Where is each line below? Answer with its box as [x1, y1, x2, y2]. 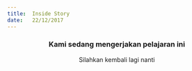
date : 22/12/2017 [7, 17, 64, 24]
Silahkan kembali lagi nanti [79, 55, 155, 63]
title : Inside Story [7, 10, 70, 17]
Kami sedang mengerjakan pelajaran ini [48, 40, 186, 49]
